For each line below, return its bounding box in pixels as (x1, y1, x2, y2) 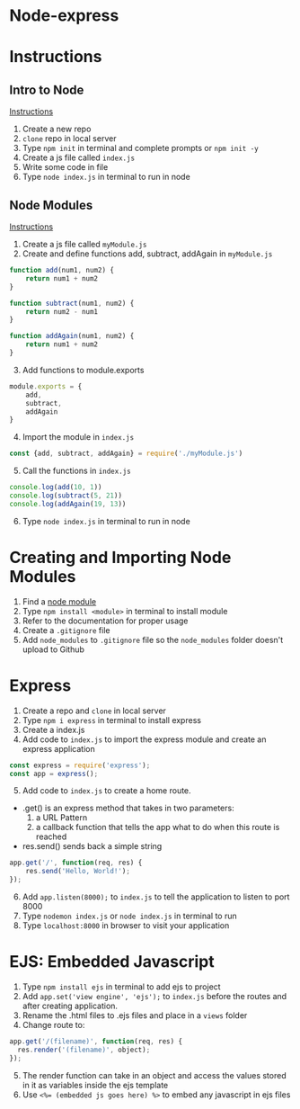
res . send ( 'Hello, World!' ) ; (25, 867, 130, 876)
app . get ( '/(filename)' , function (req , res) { (9, 1036, 182, 1046)
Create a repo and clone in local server (22, 705, 166, 716)
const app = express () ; (9, 769, 99, 778)
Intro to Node (9, 82, 84, 97)
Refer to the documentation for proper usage (22, 615, 189, 626)
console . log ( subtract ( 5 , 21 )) (9, 491, 123, 500)
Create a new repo (22, 123, 92, 135)
